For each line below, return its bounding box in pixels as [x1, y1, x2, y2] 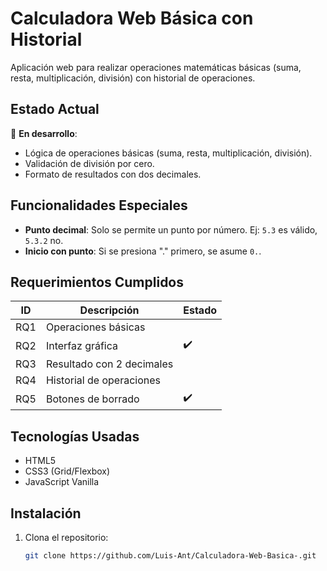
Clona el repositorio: [24, 532, 109, 543]
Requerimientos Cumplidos [10, 273, 185, 291]
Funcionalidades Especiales [10, 197, 188, 214]
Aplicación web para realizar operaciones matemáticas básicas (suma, [10, 61, 302, 73]
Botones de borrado [45, 392, 140, 406]
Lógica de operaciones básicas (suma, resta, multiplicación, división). [24, 147, 313, 159]
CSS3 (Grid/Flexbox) [24, 465, 111, 477]
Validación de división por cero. [24, 157, 155, 169]
